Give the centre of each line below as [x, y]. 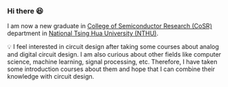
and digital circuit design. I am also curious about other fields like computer [114, 55]
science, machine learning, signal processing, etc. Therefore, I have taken [112, 62]
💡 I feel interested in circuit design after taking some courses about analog [113, 47]
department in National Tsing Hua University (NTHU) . [83, 33]
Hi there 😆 [25, 11]
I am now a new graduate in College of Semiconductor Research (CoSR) [110, 26]
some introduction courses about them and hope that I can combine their [111, 69]
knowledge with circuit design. [51, 77]
